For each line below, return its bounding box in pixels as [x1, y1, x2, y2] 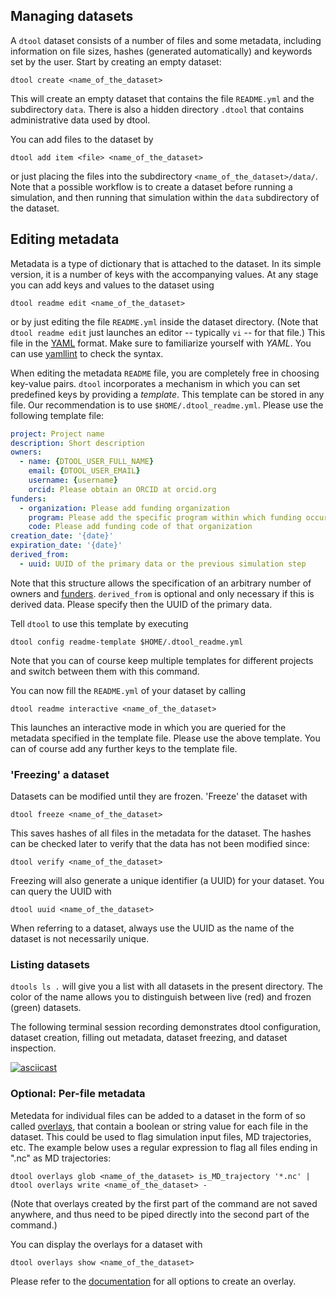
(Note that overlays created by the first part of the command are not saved [10, 1197, 318, 1209]
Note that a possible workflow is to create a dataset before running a [10, 180, 293, 193]
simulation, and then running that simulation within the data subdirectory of [10, 191, 320, 203]
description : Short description [10, 438, 145, 448]
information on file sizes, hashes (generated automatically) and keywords [10, 45, 313, 57]
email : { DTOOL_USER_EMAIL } [28, 466, 141, 476]
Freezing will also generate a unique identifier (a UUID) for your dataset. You [10, 875, 325, 887]
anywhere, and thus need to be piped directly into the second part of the [10, 1208, 310, 1220]
